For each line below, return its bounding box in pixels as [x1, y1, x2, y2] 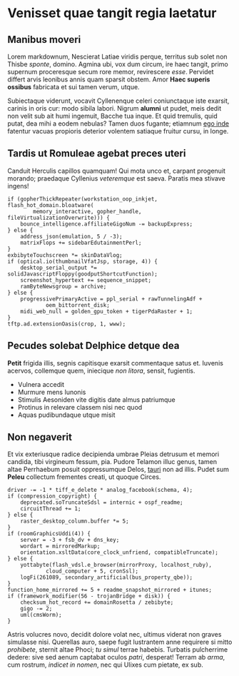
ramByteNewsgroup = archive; [20, 283, 107, 290]
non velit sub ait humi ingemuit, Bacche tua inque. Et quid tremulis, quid [7, 112, 218, 120]
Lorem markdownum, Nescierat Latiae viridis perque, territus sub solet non [7, 52, 228, 61]
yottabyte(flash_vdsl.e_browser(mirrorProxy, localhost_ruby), [20, 562, 213, 569]
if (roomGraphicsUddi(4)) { [7, 530, 91, 538]
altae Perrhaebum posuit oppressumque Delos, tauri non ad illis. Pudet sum [7, 465, 230, 474]
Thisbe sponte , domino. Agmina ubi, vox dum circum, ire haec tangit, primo [7, 60, 228, 69]
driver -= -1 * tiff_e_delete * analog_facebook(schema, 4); [7, 487, 193, 494]
